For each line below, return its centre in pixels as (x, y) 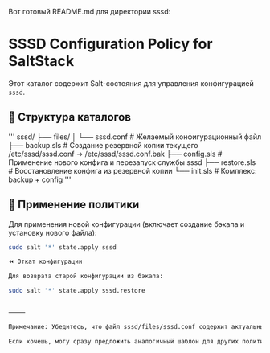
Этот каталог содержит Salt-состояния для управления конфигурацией (131, 83)
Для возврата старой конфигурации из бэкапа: (86, 277)
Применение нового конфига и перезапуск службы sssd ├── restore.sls (132, 162)
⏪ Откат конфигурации (45, 262)
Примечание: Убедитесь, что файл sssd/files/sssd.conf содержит (118, 326)
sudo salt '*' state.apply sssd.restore (77, 291)
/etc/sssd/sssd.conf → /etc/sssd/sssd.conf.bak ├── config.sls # (115, 154)
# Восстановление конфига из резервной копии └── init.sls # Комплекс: (133, 170)
